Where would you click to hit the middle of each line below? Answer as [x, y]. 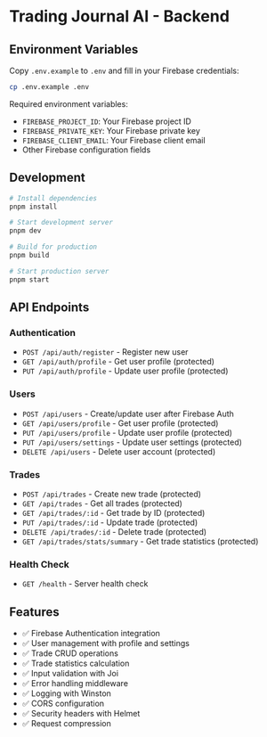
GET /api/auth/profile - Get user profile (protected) [118, 362]
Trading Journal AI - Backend [119, 16]
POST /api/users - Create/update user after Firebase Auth [128, 414]
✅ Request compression [66, 724]
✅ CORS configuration [63, 704]
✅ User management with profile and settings [105, 643]
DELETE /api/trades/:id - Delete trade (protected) [114, 531]
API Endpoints [49, 308]
